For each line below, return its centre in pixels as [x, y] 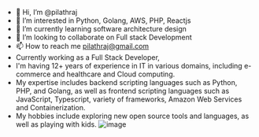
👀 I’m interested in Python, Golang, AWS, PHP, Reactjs [103, 20]
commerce [33, 74]
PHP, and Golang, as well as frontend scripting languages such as [122, 91]
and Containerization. [50, 107]
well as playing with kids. [56, 124]
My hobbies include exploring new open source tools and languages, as [132, 116]
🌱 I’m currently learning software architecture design [101, 29]
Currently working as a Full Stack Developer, [87, 57]
